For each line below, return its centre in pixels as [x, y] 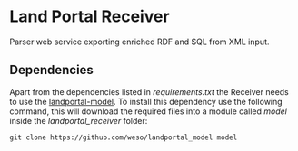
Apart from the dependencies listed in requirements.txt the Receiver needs [149, 91]
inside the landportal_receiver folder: [79, 120]
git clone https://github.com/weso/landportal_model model [124, 137]
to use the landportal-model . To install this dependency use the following [146, 101]
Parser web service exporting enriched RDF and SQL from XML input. [139, 42]
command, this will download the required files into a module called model [149, 111]
